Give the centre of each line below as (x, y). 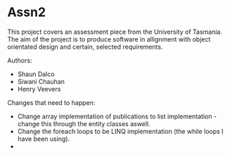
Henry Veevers (39, 89)
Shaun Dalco (36, 74)
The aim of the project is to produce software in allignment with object (109, 39)
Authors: (20, 60)
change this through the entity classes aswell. (84, 123)
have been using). (44, 139)
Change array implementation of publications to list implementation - (117, 116)
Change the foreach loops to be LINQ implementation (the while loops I (120, 131)
